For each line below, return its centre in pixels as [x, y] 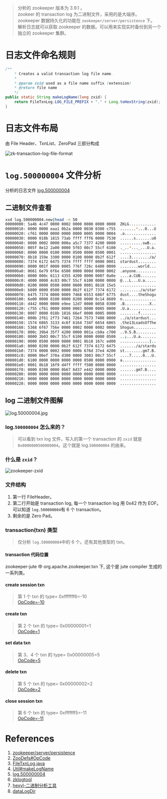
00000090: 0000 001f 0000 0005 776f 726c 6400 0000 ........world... [81, 267]
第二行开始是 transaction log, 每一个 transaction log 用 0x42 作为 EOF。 [87, 503]
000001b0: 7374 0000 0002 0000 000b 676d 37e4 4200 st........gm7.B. [81, 351]
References [30, 739]
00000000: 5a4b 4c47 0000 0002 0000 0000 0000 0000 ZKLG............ [81, 224]
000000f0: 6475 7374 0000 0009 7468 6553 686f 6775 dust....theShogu [81, 294]
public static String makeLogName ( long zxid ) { [56, 97]
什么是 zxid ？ [21, 460]
